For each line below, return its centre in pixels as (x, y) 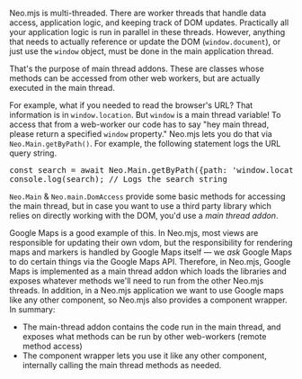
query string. (33, 153)
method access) (52, 346)
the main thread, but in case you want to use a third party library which (141, 206)
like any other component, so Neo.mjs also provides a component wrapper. (148, 300)
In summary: (32, 309)
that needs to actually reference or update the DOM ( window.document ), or (145, 41)
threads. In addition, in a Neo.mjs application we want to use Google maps (147, 290)
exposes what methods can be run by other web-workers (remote (144, 336)
